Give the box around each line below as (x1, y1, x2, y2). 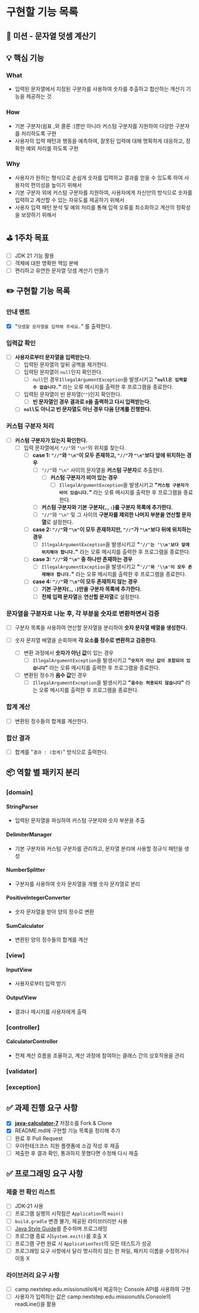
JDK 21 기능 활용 (14, 252, 55, 259)
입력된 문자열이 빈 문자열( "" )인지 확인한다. (23, 391, 122, 398)
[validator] (6, 1067, 37, 1075)
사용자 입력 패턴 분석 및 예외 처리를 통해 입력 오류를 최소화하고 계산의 (14, 203, 175, 211)
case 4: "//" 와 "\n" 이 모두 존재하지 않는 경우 (32, 578, 138, 585)
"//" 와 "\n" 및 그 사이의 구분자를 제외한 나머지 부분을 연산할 (41, 511, 181, 518)
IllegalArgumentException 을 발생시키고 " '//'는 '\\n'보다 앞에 (41, 541, 190, 548)
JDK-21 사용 (14, 1202, 43, 1210)
